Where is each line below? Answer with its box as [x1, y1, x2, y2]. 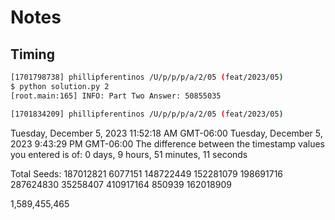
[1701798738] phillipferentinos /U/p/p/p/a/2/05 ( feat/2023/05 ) [10, 72, 284, 82]
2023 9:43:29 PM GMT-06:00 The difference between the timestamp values [10, 137, 325, 150]
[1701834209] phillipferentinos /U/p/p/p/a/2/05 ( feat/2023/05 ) [10, 109, 284, 119]
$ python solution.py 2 [10, 81, 110, 91]
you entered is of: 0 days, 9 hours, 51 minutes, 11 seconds [10, 148, 248, 160]
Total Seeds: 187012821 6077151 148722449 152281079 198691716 [10, 167, 284, 180]
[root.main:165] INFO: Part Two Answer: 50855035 [10, 91, 222, 101]
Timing [10, 46, 55, 63]
